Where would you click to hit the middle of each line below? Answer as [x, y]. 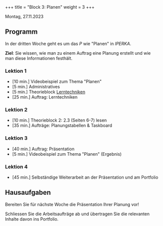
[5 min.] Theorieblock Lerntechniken [49, 92]
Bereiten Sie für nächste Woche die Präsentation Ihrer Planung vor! [72, 204]
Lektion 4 [17, 166]
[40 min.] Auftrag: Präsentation [43, 149]
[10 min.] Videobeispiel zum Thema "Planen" [57, 82]
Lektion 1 [16, 71]
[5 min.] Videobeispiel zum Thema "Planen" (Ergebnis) [67, 154]
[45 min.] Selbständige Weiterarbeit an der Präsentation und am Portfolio [85, 177]
